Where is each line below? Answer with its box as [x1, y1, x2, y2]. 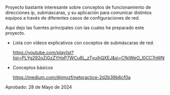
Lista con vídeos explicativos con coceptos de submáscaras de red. [12, 40, 154, 46]
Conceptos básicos [12, 65, 53, 70]
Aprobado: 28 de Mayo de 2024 [5, 84, 72, 90]
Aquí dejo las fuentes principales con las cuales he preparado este [5, 25, 144, 31]
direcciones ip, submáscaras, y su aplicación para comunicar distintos [5, 10, 152, 16]
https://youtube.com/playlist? [12, 50, 74, 55]
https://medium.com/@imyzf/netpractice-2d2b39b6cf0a [12, 74, 131, 80]
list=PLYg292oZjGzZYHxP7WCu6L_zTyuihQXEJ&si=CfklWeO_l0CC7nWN [12, 55, 165, 61]
